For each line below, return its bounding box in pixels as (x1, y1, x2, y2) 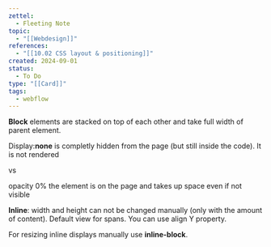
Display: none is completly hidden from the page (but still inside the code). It (8, 141, 261, 151)
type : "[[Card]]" (8, 79, 67, 87)
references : (8, 42, 49, 50)
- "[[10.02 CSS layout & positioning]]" (15, 49, 154, 57)
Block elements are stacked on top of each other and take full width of (8, 117, 244, 126)
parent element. (8, 126, 61, 135)
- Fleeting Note (15, 19, 70, 28)
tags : (8, 87, 27, 96)
